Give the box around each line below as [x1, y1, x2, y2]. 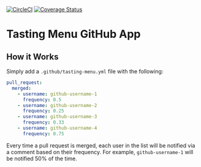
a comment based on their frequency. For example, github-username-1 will [6, 148, 194, 155]
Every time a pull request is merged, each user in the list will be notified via [6, 141, 195, 149]
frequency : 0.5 [22, 97, 62, 103]
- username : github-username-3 [17, 114, 97, 120]
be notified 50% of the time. [6, 155, 78, 162]
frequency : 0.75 [22, 130, 64, 137]
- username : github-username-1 [17, 91, 97, 97]
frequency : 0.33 [22, 119, 64, 125]
